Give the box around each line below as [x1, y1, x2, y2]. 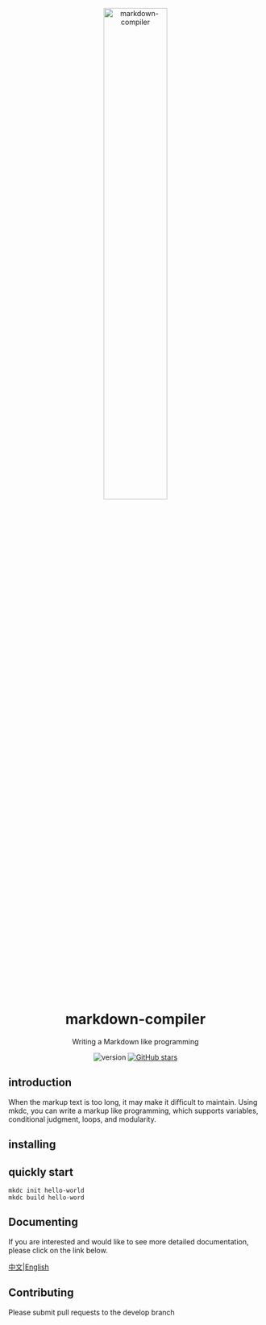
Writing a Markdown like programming [72, 1036, 199, 1046]
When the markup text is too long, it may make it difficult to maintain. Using [8, 1097, 258, 1106]
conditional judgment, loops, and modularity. [8, 1114, 156, 1124]
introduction [8, 1076, 73, 1090]
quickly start [8, 1165, 74, 1179]
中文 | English [8, 1262, 50, 1272]
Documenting [8, 1215, 78, 1229]
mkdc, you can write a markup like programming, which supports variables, [8, 1106, 259, 1115]
